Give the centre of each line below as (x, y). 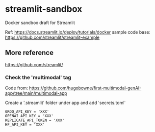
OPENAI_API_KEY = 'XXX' (29, 116)
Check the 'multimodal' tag (38, 77)
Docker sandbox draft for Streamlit (40, 23)
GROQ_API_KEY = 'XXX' (27, 112)
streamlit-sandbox (44, 9)
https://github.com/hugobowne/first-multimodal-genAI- (85, 88)
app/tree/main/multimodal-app (36, 93)
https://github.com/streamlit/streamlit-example (52, 37)
